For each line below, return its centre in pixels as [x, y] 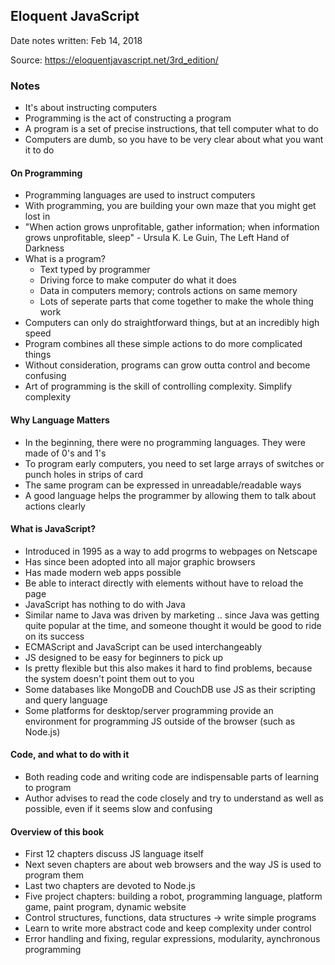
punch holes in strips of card [84, 474]
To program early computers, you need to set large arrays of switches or [174, 463]
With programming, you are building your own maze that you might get [170, 206]
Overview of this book [57, 831]
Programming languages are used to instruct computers [140, 195]
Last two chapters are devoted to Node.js [110, 886]
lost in [37, 216]
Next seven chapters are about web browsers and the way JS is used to [173, 865]
